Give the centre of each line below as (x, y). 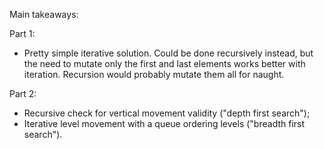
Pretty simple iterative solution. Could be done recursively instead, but (168, 53)
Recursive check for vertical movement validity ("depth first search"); (167, 113)
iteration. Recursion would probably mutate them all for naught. (154, 74)
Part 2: (23, 93)
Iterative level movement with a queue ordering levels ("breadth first (164, 123)
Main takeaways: (44, 14)
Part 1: (22, 33)
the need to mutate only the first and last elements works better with (164, 63)
